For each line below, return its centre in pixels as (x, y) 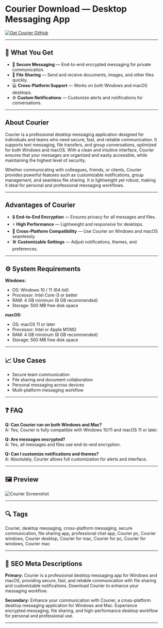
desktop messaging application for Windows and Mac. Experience (71, 606)
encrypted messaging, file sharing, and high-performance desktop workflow (81, 611)
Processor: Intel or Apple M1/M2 (44, 330)
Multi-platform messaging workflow (48, 390)
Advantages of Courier (40, 205)
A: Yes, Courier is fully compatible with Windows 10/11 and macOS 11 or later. (81, 430)
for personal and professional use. (39, 616)
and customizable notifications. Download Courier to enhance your (72, 586)
